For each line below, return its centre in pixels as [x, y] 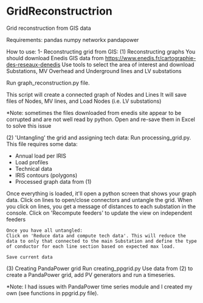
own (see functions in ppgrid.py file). [53, 293]
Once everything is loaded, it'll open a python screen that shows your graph [101, 193]
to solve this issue [29, 125]
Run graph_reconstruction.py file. [48, 83]
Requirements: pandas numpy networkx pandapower [73, 40]
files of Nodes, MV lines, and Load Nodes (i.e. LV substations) [84, 101]
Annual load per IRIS [41, 156]
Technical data [34, 169]
